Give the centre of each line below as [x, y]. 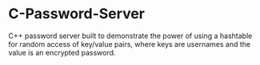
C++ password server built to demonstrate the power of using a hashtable [130, 36]
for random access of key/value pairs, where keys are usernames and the [129, 44]
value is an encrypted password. [62, 52]
